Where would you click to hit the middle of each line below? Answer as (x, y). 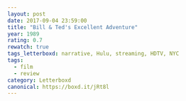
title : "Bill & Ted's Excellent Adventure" (73, 27)
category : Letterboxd (39, 80)
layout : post (27, 14)
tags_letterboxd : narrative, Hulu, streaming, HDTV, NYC (93, 54)
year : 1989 (23, 34)
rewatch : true (28, 47)
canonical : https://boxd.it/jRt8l (59, 87)
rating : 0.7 (25, 41)
